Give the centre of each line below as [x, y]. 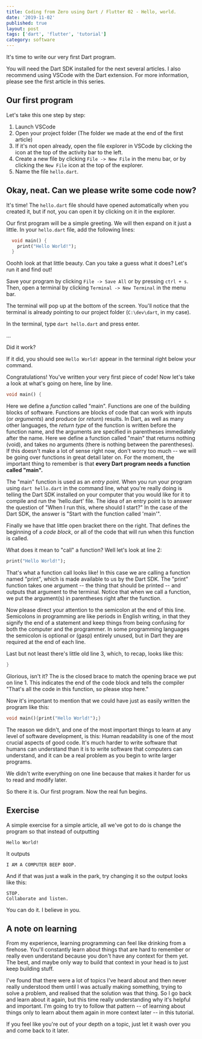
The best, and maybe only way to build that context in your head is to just [97, 962]
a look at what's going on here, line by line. [59, 384]
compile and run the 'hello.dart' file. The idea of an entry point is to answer [99, 501]
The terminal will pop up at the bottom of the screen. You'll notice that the [98, 306]
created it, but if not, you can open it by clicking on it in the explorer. [91, 211]
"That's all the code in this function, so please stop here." [77, 689]
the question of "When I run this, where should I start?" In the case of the [97, 508]
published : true [27, 23]
